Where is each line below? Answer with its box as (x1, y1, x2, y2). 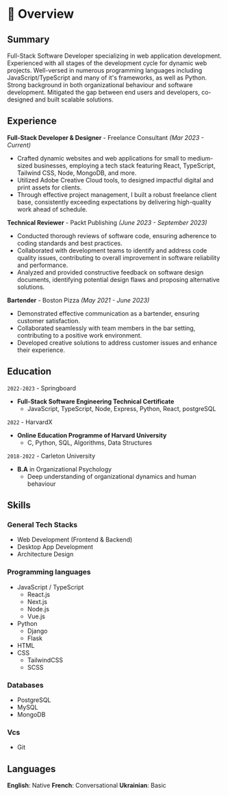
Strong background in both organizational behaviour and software (7, 81, 193, 89)
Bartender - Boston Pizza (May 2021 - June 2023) (7, 296, 150, 304)
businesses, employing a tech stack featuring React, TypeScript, (34, 161, 216, 169)
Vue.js (27, 612, 46, 620)
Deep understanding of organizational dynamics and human (27, 472, 197, 480)
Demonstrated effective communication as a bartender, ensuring (16, 309, 200, 318)
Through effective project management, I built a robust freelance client (16, 190, 217, 198)
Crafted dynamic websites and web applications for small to (16, 154, 186, 162)
